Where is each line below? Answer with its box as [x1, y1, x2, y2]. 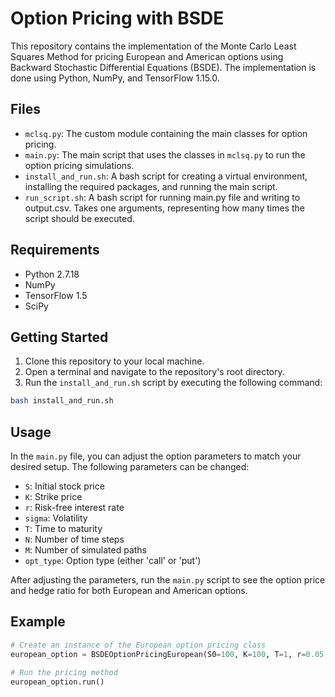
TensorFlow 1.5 [24, 289, 88, 301]
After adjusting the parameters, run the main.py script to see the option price [10, 574, 326, 586]
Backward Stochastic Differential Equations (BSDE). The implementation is [10, 61, 317, 73]
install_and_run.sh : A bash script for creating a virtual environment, [24, 170, 308, 182]
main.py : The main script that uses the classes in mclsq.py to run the [24, 148, 306, 161]
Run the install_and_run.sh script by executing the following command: [24, 377, 323, 389]
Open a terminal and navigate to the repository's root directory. [24, 366, 285, 378]
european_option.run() [10, 677, 105, 687]
